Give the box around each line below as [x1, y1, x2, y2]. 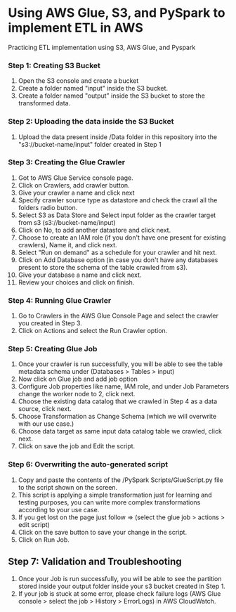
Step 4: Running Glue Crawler [8, 295, 112, 305]
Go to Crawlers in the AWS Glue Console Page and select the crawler [18, 311, 218, 320]
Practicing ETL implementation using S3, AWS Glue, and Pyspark [8, 43, 196, 51]
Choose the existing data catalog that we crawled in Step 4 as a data [18, 397, 218, 405]
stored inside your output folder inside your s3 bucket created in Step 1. [18, 582, 225, 590]
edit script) [18, 520, 50, 528]
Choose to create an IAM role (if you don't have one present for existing [18, 233, 226, 242]
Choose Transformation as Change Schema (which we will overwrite [18, 412, 217, 421]
